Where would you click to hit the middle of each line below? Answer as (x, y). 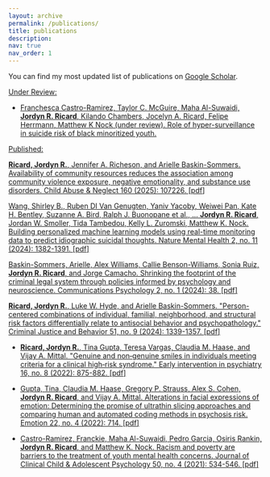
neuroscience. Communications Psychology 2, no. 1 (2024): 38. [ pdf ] (123, 290)
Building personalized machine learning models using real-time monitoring (132, 232)
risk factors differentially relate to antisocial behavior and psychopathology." (135, 323)
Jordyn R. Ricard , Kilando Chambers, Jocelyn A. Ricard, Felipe (124, 116)
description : (30, 38)
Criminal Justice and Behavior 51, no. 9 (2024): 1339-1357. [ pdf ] (114, 331)
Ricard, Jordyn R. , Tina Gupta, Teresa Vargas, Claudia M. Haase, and (135, 347)
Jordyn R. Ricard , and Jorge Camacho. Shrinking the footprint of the (122, 273)
